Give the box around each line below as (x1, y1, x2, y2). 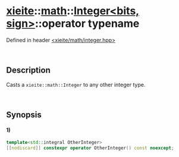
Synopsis (6, 110, 42, 120)
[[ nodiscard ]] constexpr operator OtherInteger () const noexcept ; (6, 145, 174, 151)
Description (6, 65, 51, 76)
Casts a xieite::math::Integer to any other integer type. (6, 81, 146, 88)
